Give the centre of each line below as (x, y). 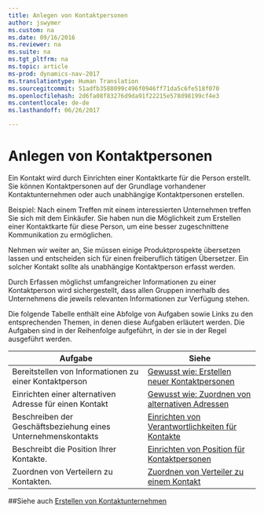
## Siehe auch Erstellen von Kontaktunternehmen (88, 500)
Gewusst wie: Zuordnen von (200, 394)
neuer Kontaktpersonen (191, 381)
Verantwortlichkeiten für (192, 427)
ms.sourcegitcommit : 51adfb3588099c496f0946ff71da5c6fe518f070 (114, 88)
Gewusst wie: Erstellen (190, 372)
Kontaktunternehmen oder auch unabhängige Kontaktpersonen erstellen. (126, 194)
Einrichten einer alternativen (64, 394)
